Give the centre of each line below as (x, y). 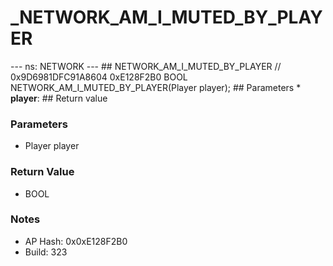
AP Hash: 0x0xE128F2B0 (76, 241)
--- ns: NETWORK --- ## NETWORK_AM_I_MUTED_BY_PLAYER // (146, 66)
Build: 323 (46, 252)
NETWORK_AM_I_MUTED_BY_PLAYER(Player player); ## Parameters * (156, 87)
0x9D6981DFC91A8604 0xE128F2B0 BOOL (99, 77)
